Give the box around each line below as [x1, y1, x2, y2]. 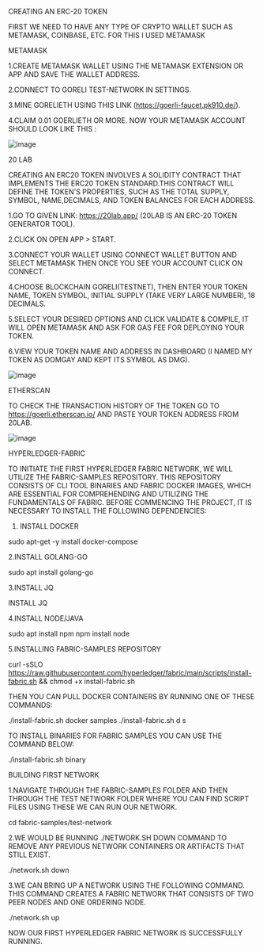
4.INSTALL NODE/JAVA [8, 614, 84, 623]
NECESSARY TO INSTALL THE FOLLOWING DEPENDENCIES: [8, 507, 207, 515]
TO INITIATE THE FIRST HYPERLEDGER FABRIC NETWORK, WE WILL [8, 464, 233, 473]
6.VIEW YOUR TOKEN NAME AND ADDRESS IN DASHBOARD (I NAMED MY [8, 346, 253, 356]
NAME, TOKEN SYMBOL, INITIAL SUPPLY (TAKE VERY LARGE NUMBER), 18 [8, 291, 255, 300]
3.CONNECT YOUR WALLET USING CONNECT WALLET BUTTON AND [8, 250, 237, 259]
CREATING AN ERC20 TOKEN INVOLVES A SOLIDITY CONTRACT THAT [8, 170, 242, 179]
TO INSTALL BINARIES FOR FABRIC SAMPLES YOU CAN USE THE [8, 731, 223, 740]
